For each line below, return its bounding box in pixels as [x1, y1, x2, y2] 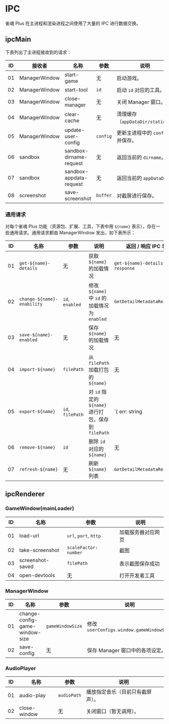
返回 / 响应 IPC [125, 243, 161, 250]
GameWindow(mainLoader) [5, 505, 74, 512]
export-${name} [19, 409, 56, 415]
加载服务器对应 [119, 528, 155, 535]
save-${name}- [19, 332, 53, 338]
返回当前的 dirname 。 [116, 154, 166, 161]
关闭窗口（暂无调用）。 [86, 708, 139, 715]
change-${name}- [19, 296, 58, 302]
